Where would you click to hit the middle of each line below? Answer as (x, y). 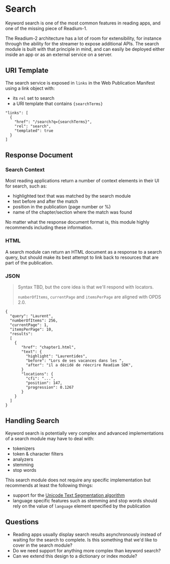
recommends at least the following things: (49, 485)
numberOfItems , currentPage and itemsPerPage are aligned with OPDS (89, 297)
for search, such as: (26, 186)
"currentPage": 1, (30, 325)
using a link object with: (30, 88)
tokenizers (24, 448)
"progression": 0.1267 (50, 388)
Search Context (25, 170)
